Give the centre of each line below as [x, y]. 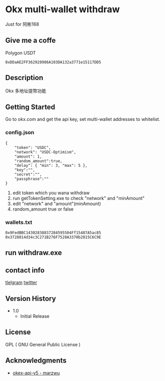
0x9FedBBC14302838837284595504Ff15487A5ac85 [53, 233]
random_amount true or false [43, 209]
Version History [31, 299]
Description [24, 78]
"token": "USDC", [33, 147]
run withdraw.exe [34, 253]
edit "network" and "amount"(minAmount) [57, 204]
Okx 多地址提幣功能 [26, 91]
